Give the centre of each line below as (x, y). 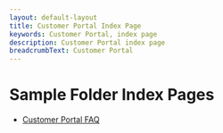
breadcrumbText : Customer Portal (71, 51)
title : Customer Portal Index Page (75, 26)
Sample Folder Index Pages (112, 95)
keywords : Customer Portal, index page (83, 34)
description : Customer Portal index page (87, 42)
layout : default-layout (54, 17)
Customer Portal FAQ (61, 120)
